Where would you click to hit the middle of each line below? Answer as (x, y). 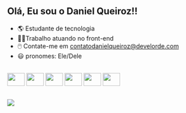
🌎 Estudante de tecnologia (56, 28)
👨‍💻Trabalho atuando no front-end (66, 38)
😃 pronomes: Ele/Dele (49, 56)
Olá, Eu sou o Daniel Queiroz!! (73, 11)
